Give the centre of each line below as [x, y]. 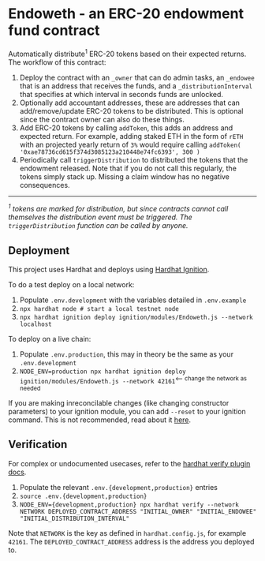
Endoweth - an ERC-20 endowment [126, 14]
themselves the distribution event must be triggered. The [101, 217]
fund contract [54, 30]
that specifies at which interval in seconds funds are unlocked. [121, 94]
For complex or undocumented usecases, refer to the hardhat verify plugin [129, 463]
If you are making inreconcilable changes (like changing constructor [119, 402]
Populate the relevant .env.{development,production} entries [119, 487]
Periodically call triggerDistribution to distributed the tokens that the [134, 159]
